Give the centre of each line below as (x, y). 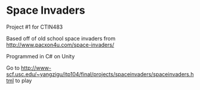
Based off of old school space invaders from (61, 38)
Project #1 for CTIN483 (35, 27)
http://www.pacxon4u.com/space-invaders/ (60, 45)
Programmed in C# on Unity (41, 56)
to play (24, 80)
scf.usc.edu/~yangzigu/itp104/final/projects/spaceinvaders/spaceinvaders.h (100, 74)
